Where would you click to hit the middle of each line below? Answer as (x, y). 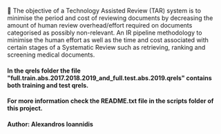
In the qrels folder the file (44, 70)
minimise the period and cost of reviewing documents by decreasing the (110, 18)
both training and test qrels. (48, 85)
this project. (25, 108)
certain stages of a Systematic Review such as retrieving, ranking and (106, 47)
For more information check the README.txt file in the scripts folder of (110, 101)
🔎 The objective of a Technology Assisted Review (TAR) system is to (104, 11)
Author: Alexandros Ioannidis (50, 124)
